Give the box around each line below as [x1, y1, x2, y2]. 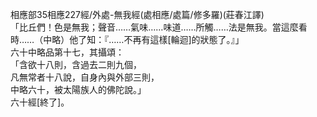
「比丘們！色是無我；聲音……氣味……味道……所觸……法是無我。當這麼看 [10, 21, 308, 33]
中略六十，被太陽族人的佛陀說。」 [10, 84, 147, 95]
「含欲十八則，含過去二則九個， [10, 59, 142, 70]
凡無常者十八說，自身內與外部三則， [10, 71, 160, 83]
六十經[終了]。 [10, 96, 70, 108]
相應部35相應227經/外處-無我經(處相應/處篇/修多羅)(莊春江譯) [10, 9, 265, 20]
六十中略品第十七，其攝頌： [10, 46, 125, 58]
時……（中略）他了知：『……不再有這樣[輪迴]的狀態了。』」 [10, 34, 245, 45]
